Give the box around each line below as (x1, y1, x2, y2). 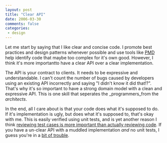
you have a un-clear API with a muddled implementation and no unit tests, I (5, 127, 160, 133)
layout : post (5, 7, 32, 12)
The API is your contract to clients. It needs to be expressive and (5, 70, 138, 75)
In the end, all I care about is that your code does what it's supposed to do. (5, 106, 159, 112)
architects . (5, 96, 27, 102)
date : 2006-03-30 (5, 16, 41, 21)
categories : (5, 26, 30, 31)
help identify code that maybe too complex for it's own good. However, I (5, 55, 154, 60)
